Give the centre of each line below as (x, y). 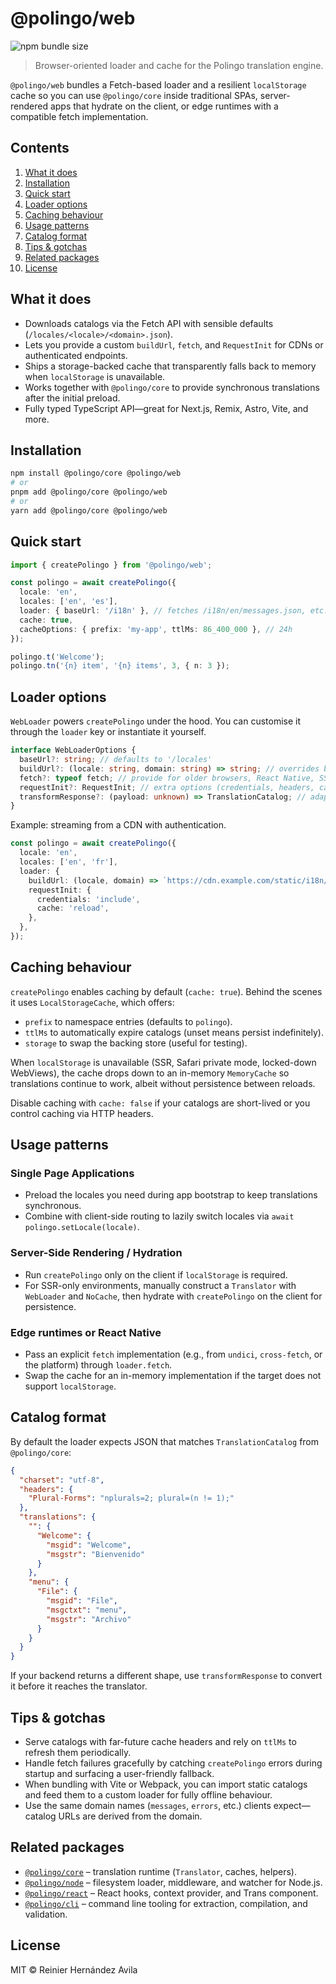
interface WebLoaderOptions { (73, 750)
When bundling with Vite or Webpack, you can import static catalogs (166, 1784)
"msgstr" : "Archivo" (89, 1619)
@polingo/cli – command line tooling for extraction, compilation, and (166, 1903)
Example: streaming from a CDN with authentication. (118, 825)
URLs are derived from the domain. (130, 1816)
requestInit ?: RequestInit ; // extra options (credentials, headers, (167, 787)
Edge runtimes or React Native (86, 1332)
